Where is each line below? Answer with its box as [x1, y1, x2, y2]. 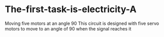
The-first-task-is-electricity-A [5, 4, 136, 15]
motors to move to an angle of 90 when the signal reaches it [5, 25, 131, 31]
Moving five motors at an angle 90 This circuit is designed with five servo [5, 20, 159, 26]
